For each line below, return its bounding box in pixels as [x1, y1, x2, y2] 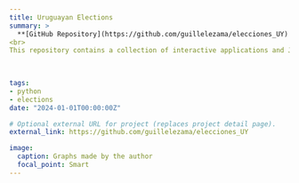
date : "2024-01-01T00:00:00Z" [9, 103, 122, 112]
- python [9, 86, 42, 96]
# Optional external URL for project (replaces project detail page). [9, 119, 277, 129]
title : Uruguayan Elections [9, 12, 114, 22]
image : [9, 144, 34, 153]
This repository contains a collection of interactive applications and [9, 46, 285, 55]
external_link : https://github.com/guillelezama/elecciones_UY [9, 128, 249, 137]
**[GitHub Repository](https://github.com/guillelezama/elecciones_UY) [17, 29, 289, 38]
